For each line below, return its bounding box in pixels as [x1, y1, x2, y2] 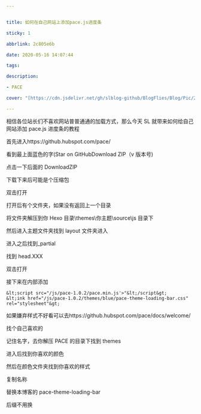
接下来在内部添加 [6, 278, 48, 285]
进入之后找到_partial [6, 239, 56, 247]
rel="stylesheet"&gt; [6, 301, 60, 307]
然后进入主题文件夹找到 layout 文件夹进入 [6, 227, 108, 234]
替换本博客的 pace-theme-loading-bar [6, 388, 100, 395]
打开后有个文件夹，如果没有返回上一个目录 [6, 202, 111, 209]
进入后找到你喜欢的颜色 [6, 350, 64, 357]
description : [6, 73, 39, 80]
